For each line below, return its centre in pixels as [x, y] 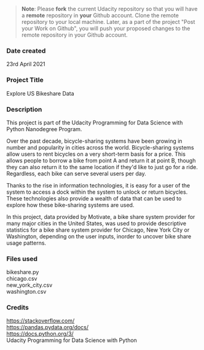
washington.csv [26, 292]
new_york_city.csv [29, 285]
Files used [22, 259]
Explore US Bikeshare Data [41, 93]
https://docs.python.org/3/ [40, 334]
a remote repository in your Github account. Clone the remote [100, 15]
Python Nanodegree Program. [44, 129]
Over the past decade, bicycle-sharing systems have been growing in [94, 141]
